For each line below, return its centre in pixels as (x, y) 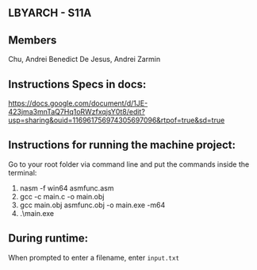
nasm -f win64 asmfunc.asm (67, 188)
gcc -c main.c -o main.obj (62, 196)
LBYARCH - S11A (50, 13)
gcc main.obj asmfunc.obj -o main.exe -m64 (92, 205)
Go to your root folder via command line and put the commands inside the (129, 164)
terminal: (23, 172)
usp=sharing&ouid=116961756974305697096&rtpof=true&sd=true (117, 120)
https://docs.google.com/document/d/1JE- (78, 103)
